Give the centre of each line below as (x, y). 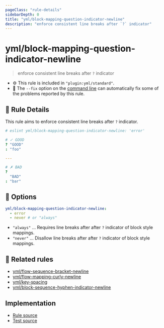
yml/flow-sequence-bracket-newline (51, 271)
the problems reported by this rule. (49, 94)
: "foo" (13, 149)
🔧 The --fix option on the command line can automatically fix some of (86, 88)
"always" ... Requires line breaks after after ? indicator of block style (83, 228)
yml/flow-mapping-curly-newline (47, 277)
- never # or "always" (33, 218)
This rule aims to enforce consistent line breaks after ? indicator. (72, 122)
